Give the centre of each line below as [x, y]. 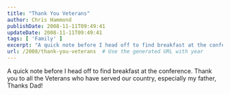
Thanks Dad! [25, 85]
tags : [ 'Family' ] [35, 39]
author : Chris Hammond [39, 20]
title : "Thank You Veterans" [49, 13]
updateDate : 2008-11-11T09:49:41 [55, 32]
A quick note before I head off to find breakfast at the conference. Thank [110, 71]
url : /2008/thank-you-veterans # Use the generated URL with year [105, 52]
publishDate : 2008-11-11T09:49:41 [56, 26]
